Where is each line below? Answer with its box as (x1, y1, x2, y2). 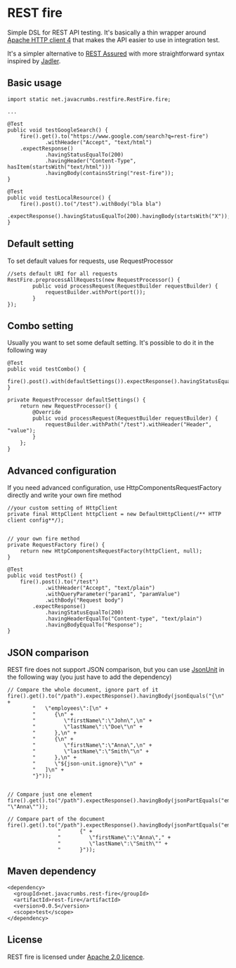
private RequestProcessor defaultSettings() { (7, 396, 146, 404)
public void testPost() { (7, 572, 83, 579)
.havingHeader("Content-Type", (44, 157, 137, 164)
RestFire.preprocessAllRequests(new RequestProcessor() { (7, 276, 181, 283)
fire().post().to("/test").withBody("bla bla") (20, 200, 162, 207)
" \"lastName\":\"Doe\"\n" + (32, 723, 143, 730)
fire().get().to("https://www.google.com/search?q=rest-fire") (20, 132, 209, 140)
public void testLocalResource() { (7, 194, 112, 201)
